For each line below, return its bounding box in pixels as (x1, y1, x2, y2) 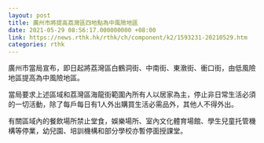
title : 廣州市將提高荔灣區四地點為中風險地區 (8, 19, 139, 27)
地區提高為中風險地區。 (8, 73, 84, 82)
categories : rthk (8, 41, 65, 49)
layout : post (8, 11, 51, 20)
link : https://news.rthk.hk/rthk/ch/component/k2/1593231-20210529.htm (8, 33, 247, 42)
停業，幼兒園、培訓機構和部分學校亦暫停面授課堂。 (21, 126, 187, 136)
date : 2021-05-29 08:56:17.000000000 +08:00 (8, 26, 156, 34)
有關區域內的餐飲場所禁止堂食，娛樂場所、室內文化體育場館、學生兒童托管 (8, 116, 249, 126)
